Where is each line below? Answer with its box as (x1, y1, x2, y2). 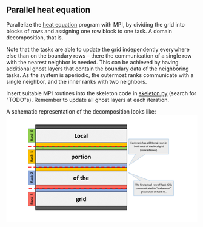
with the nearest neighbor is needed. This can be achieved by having (6, 58, 179, 66)
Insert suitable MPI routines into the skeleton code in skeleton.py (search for (6, 89, 197, 97)
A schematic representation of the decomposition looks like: (6, 107, 156, 115)
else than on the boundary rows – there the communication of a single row (6, 52, 192, 59)
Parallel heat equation (6, 5, 91, 15)
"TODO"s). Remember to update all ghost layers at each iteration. (6, 96, 170, 103)
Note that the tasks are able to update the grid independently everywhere (6, 46, 190, 53)
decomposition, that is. (6, 33, 64, 41)
